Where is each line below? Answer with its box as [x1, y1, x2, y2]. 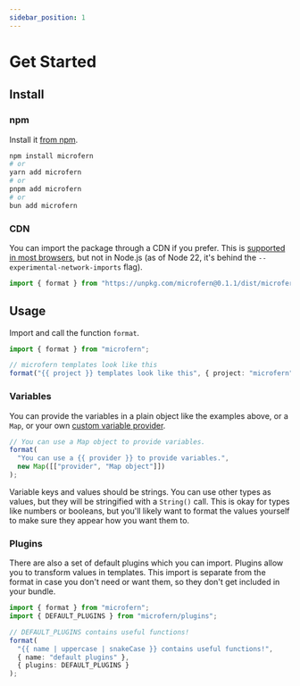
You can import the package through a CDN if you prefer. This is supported [9, 242, 286, 253]
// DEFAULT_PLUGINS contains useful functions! [9, 627, 190, 637]
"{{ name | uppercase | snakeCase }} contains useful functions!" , [17, 644, 274, 653]
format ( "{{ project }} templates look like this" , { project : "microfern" [9, 369, 294, 378]
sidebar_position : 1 [9, 13, 87, 22]
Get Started [9, 51, 96, 71]
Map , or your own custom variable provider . [9, 420, 166, 431]
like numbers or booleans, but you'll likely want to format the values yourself [9, 506, 290, 516]
